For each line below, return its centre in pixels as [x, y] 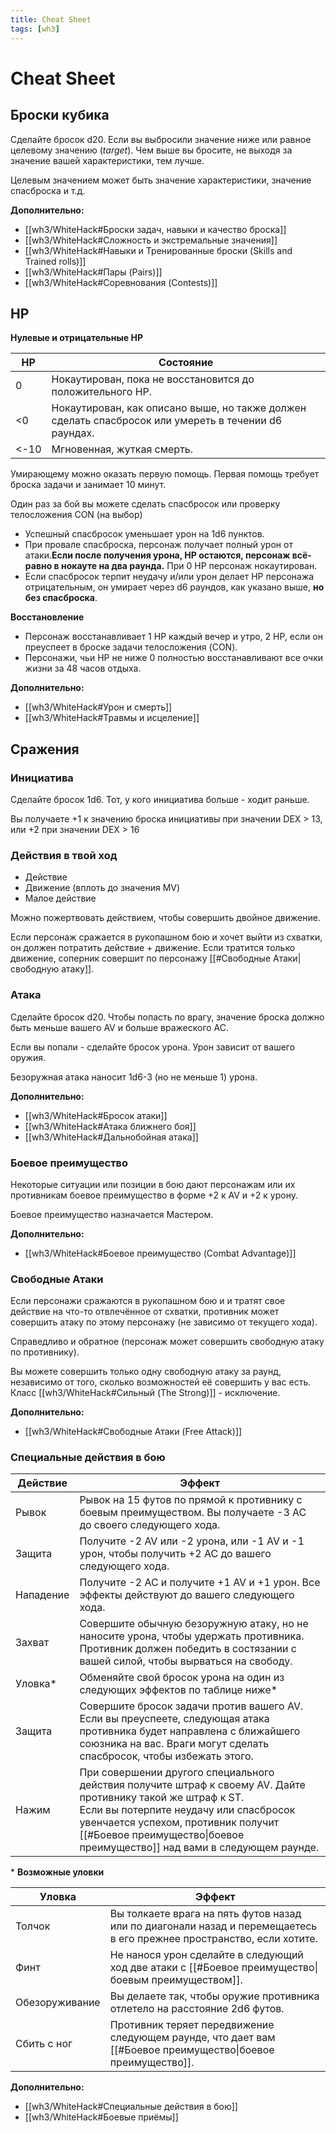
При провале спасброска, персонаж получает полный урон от [158, 545]
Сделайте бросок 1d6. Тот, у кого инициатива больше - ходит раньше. [160, 799]
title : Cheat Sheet [51, 19]
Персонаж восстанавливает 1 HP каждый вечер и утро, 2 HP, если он [173, 637]
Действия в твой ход [64, 855]
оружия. [28, 1057]
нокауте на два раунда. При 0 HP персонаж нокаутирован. [189, 566]
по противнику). [45, 1352]
